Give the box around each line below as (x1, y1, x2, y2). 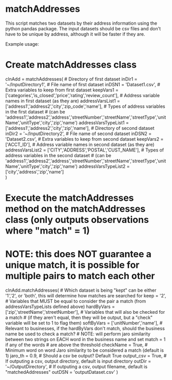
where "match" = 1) (5, 225, 90, 237)
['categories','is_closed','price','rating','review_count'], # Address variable (5, 92, 160, 98)
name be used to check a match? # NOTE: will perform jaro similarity (5, 331, 150, 337)
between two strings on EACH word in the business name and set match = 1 (5, 336, 166, 342)
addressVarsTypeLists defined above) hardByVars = (5, 303, 115, 310)
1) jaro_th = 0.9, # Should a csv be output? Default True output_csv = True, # (5, 353, 167, 358)
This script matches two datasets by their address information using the (5, 20, 158, 26)
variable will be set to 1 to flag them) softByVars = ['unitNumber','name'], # (5, 320, 163, 326)
